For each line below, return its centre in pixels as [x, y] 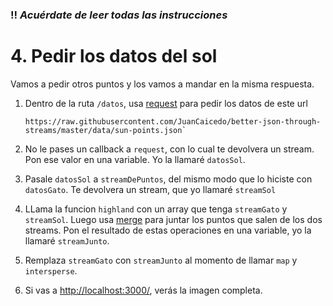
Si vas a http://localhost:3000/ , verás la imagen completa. [143, 290]
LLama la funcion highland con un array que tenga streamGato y [156, 209]
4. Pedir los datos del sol [114, 56]
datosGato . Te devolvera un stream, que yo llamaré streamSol [150, 189]
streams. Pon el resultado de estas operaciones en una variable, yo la [168, 230]
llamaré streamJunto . [67, 240]
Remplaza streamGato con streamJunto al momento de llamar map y [161, 260]
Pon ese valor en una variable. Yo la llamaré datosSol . [135, 159]
